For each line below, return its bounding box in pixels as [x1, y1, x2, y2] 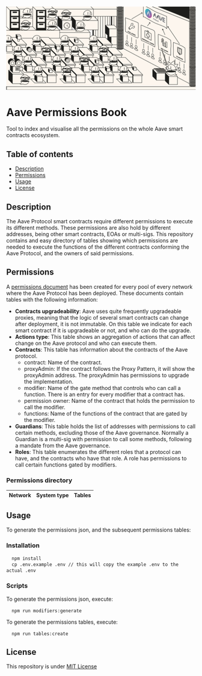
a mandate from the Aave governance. [14, 442, 111, 449]
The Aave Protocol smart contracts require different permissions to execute [6, 218, 194, 225]
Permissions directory [6, 476, 73, 485]
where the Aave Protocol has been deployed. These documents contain [6, 290, 184, 297]
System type [35, 491, 69, 498]
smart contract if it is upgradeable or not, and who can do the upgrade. [14, 326, 191, 334]
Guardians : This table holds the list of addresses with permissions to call [14, 423, 196, 430]
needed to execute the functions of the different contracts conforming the [6, 243, 189, 250]
